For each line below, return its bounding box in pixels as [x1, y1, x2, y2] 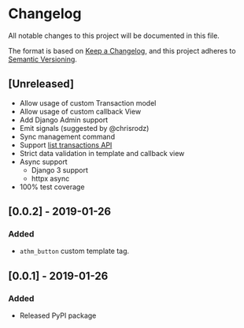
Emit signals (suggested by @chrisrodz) [19, 123, 150, 132]
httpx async [31, 173, 70, 183]
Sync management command [19, 132, 116, 141]
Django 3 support [31, 165, 88, 174]
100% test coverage [19, 182, 85, 192]
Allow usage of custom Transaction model [19, 98, 157, 107]
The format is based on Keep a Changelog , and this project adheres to [8, 46, 236, 55]
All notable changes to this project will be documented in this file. [8, 31, 220, 40]
